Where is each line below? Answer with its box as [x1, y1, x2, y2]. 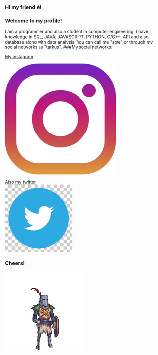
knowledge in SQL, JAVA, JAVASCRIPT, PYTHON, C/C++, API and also [5, 34, 149, 40]
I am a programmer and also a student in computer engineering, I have [5, 29, 149, 35]
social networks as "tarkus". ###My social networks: [5, 44, 113, 50]
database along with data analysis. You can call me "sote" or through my [5, 39, 153, 45]
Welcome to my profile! [5, 17, 63, 24]
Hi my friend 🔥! [5, 4, 42, 11]
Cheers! [5, 260, 25, 266]
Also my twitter [5, 179, 36, 185]
